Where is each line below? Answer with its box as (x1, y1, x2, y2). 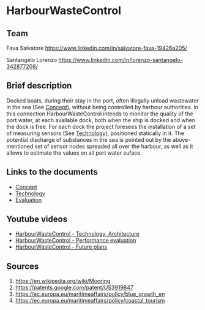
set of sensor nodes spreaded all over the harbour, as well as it (34, 142, 193, 150)
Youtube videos (6, 214, 68, 225)
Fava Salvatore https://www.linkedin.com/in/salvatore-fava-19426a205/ (6, 44, 188, 52)
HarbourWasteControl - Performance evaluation (15, 237, 136, 244)
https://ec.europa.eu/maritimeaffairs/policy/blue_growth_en (15, 290, 165, 298)
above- (172, 136, 191, 143)
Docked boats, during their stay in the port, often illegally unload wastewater (6, 96, 199, 104)
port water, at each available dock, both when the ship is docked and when (6, 116, 196, 123)
